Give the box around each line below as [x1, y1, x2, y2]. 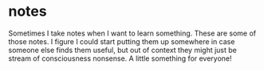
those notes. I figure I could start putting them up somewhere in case [8, 36, 235, 46]
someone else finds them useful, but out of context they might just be [8, 45, 237, 54]
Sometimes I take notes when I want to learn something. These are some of [8, 28, 257, 38]
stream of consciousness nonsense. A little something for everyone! [8, 54, 233, 63]
